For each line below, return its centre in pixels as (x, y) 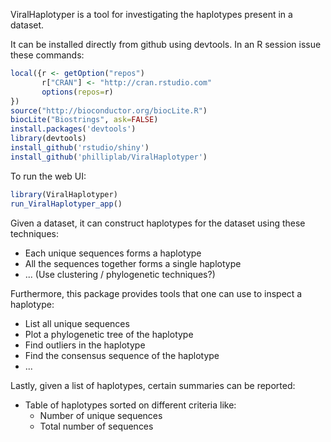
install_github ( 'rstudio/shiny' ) (80, 148)
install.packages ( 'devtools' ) (73, 129)
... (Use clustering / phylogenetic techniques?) (120, 274)
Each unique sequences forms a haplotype (113, 253)
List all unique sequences (77, 323)
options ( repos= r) (77, 92)
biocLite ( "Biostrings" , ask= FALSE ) (84, 120)
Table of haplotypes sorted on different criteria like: (130, 405)
